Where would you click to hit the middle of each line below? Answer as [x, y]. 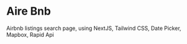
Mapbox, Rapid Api [30, 34]
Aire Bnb [29, 11]
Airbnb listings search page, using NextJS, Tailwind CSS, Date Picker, [94, 28]
